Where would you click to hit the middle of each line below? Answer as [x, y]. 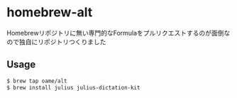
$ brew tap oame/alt [37, 81]
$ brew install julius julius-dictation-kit [73, 87]
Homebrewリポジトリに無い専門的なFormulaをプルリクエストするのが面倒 [115, 33]
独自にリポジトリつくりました [62, 42]
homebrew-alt [50, 12]
